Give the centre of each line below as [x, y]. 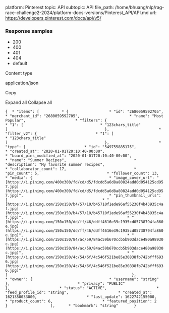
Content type [19, 73]
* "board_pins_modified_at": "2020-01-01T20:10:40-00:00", [69, 156]
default [20, 64]
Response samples [29, 31]
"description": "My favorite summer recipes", [55, 165]
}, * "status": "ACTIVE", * [82, 288]
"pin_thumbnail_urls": [137, 196]
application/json [22, 83]
